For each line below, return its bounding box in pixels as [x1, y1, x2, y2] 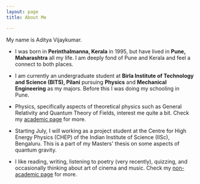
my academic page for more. [14, 115, 87, 123]
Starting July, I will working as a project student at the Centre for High [14, 127, 187, 134]
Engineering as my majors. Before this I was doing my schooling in [14, 85, 180, 92]
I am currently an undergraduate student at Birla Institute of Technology [14, 72, 194, 79]
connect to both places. [14, 61, 73, 68]
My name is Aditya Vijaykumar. [6, 36, 82, 43]
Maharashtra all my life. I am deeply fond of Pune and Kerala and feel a [14, 54, 191, 61]
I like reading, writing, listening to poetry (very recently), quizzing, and [14, 158, 188, 165]
